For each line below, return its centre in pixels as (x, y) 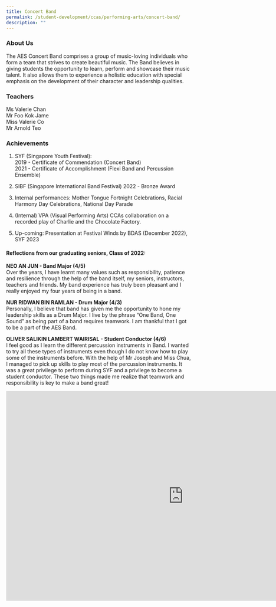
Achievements (27, 143)
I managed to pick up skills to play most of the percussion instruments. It (94, 364)
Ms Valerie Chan (26, 109)
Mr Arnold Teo (24, 128)
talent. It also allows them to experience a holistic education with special (94, 75)
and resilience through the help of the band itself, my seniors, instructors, (95, 278)
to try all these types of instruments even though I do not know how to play (97, 352)
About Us (20, 43)
